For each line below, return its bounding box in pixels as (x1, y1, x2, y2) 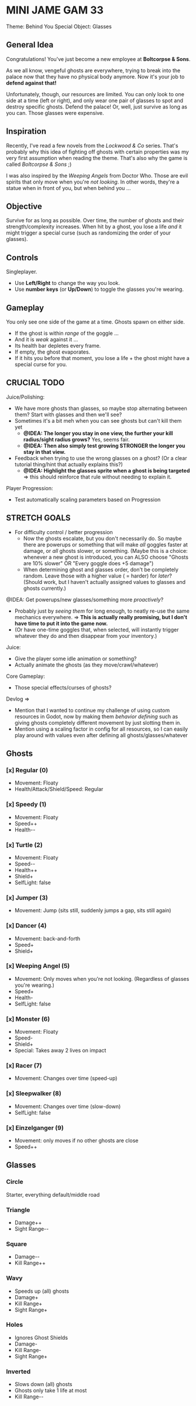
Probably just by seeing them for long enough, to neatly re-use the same (14, 607, 190, 614)
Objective (6, 201, 43, 211)
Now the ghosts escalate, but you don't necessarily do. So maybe (23, 535, 183, 542)
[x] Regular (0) (6, 766, 49, 774)
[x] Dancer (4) (6, 922, 47, 930)
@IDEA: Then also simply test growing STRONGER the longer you (23, 442, 185, 449)
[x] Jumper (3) (6, 894, 48, 902)
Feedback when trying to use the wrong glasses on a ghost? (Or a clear (14, 454, 187, 461)
